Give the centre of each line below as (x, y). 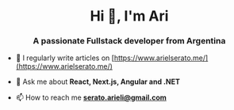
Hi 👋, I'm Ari (129, 16)
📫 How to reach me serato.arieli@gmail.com (91, 97)
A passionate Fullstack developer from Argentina (129, 41)
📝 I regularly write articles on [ (65, 58)
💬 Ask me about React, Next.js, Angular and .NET (98, 82)
